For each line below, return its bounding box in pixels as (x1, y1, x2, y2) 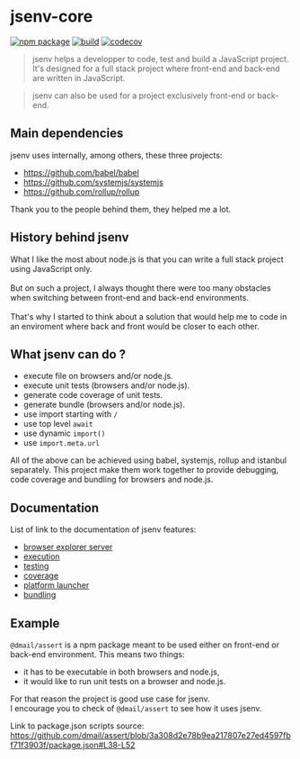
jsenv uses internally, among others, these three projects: (10, 149, 223, 160)
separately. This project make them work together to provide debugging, (10, 465, 279, 475)
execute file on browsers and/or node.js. (22, 371, 173, 382)
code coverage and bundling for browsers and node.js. (10, 474, 214, 485)
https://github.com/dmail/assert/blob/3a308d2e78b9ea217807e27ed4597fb (10, 730, 291, 740)
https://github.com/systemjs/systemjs (22, 176, 164, 187)
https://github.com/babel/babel (22, 167, 140, 177)
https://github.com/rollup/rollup (22, 186, 140, 197)
